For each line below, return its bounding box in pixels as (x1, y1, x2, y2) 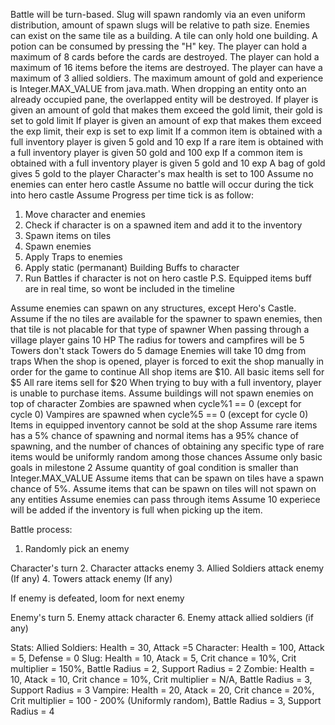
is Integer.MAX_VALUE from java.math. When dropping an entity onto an (10, 83, 307, 94)
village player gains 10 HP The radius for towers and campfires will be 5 (10, 334, 305, 346)
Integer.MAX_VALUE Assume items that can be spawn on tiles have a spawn (10, 472, 324, 484)
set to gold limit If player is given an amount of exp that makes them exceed (10, 115, 322, 126)
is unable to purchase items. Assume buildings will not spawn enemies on (10, 387, 314, 399)
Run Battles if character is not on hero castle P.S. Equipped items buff (24, 272, 312, 284)
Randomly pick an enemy (24, 543, 130, 554)
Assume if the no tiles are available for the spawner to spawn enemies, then (10, 313, 323, 324)
